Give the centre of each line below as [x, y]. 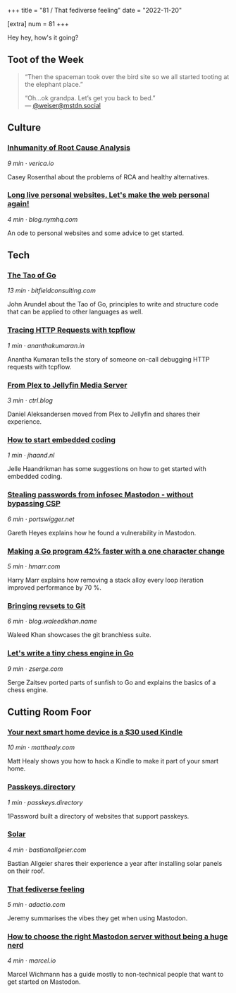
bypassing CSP [34, 504]
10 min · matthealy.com [41, 747]
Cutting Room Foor [49, 712]
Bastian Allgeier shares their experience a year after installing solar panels [115, 863]
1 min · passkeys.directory [45, 802]
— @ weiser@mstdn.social [62, 105]
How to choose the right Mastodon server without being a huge [118, 936]
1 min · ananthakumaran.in [46, 345]
